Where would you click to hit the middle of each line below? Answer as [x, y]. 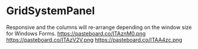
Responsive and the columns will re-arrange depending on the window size [99, 27]
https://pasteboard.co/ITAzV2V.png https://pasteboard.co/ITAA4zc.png [94, 40]
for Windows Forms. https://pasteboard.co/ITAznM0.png [76, 33]
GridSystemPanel [51, 11]
